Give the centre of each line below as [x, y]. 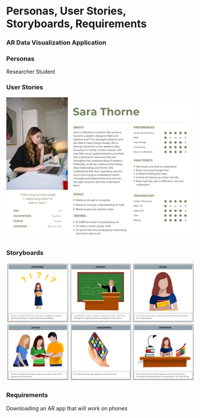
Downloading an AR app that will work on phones [67, 408]
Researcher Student [31, 72]
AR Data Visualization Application [56, 43]
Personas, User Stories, [66, 11]
